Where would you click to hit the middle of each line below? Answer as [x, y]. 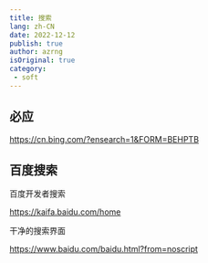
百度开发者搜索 [37, 194]
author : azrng [36, 52]
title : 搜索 [31, 18]
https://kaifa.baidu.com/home [65, 212]
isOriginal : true [42, 60]
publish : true [36, 43]
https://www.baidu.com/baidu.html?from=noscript [104, 249]
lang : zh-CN [32, 26]
